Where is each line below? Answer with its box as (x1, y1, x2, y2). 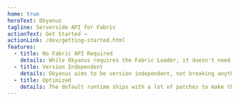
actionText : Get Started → (7, 30, 87, 38)
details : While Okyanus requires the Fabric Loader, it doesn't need (20, 57, 231, 64)
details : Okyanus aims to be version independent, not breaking (20, 70, 215, 77)
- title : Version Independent (14, 63, 103, 70)
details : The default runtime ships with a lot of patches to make (20, 83, 224, 90)
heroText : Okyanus (7, 17, 62, 24)
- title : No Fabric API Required (14, 51, 113, 58)
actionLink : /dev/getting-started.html (7, 37, 126, 44)
